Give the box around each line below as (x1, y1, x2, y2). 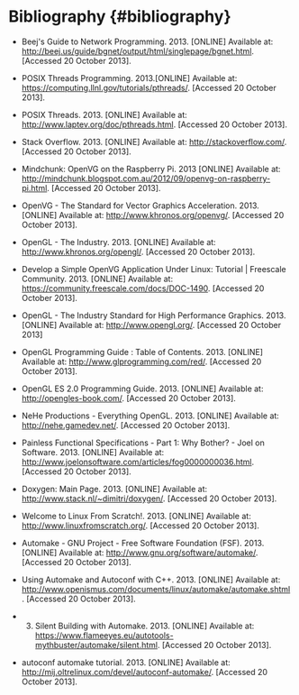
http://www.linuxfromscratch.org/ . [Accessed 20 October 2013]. (21, 520, 260, 531)
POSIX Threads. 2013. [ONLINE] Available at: (21, 109, 188, 120)
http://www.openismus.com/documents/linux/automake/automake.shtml (21, 583, 291, 594)
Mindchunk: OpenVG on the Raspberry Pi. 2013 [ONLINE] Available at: (21, 163, 281, 174)
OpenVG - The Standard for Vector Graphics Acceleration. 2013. (21, 200, 260, 211)
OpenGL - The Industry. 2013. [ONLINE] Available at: (21, 236, 217, 247)
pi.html (21, 182, 48, 193)
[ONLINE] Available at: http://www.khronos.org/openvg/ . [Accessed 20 (21, 209, 285, 220)
